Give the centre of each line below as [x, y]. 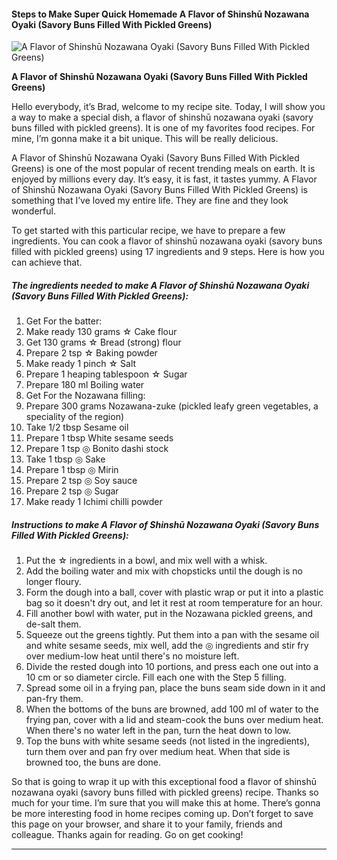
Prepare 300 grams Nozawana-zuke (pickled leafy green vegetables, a [172, 406]
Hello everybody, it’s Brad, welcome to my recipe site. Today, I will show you [168, 107]
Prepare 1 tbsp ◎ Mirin [72, 470]
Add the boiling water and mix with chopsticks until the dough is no [164, 571]
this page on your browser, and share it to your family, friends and [147, 824]
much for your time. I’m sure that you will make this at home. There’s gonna [166, 803]
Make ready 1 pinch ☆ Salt [81, 364]
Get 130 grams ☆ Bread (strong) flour [103, 342]
